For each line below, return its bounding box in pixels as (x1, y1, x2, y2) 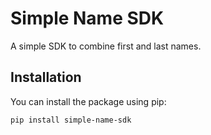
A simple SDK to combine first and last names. (10, 40, 202, 52)
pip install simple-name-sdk (10, 115, 132, 125)
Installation (10, 69, 82, 86)
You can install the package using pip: (10, 95, 167, 107)
